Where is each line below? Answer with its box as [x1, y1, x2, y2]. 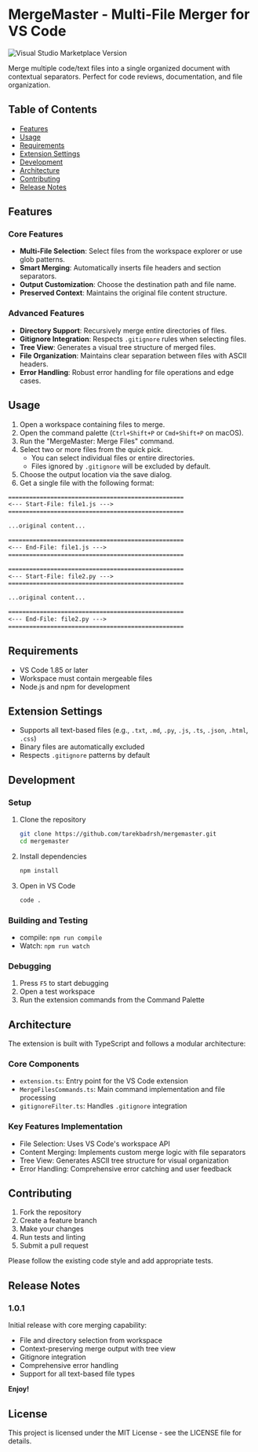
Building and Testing [8, 914, 89, 925]
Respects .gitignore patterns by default [19, 751, 151, 760]
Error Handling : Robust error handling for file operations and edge [19, 367, 234, 377]
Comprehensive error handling [19, 1361, 119, 1370]
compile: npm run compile [19, 932, 103, 942]
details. [8, 1436, 32, 1446]
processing [19, 1093, 56, 1102]
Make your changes [19, 1224, 84, 1233]
